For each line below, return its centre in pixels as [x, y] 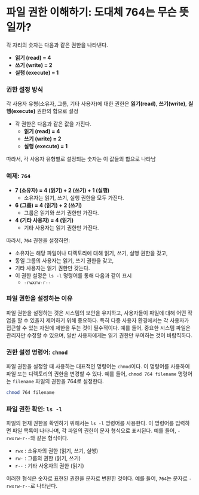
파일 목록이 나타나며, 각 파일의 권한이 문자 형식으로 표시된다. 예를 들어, [94, 430]
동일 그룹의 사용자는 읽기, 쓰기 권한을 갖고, [64, 260]
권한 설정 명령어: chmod [37, 352]
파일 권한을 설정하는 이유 [39, 298]
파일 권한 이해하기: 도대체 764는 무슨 [92, 12]
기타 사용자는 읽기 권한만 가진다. [61, 227]
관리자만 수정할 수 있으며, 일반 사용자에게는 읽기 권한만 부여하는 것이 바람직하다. [99, 335]
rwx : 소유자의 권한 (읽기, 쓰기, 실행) [56, 451]
